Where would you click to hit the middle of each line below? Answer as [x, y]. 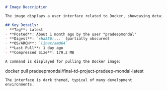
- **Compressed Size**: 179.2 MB [40, 52]
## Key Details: [22, 25]
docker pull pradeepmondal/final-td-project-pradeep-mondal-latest [75, 71]
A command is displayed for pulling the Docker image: [63, 61]
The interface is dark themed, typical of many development [69, 80]
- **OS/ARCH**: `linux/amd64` [37, 44]
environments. [20, 84]
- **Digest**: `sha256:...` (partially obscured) [58, 39]
